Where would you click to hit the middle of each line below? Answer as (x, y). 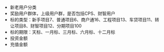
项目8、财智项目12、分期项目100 (48, 26)
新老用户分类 (23, 7)
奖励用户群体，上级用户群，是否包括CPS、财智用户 (62, 13)
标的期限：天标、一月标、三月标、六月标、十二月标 (62, 32)
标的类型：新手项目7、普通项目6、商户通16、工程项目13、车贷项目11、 (82, 20)
